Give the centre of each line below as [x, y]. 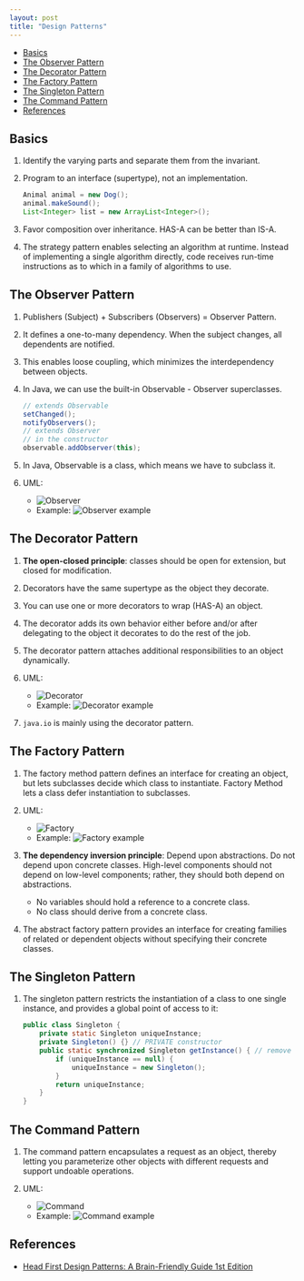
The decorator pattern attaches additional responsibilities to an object [153, 651]
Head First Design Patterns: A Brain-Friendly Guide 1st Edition [137, 1266]
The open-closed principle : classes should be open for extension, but [154, 560]
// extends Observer [61, 431]
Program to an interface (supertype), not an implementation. [135, 178]
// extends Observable [65, 406]
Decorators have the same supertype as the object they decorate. [146, 588]
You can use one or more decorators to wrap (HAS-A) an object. [142, 605]
